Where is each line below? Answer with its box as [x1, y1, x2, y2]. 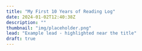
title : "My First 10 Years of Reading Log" [6, 8, 116, 15]
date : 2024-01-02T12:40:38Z [6, 14, 76, 20]
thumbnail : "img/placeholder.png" [6, 25, 92, 31]
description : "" [6, 19, 46, 25]
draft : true [6, 36, 36, 42]
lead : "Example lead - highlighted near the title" [6, 30, 137, 36]
